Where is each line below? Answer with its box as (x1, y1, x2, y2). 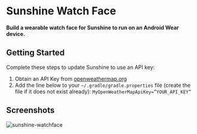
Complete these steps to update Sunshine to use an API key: (6, 63, 155, 71)
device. (6, 30, 26, 37)
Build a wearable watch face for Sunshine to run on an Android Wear (6, 24, 179, 31)
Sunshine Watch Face (6, 4, 116, 18)
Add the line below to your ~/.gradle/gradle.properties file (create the (14, 81, 191, 89)
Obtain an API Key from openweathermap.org (14, 75, 127, 82)
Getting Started (6, 48, 65, 58)
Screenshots (6, 105, 55, 115)
